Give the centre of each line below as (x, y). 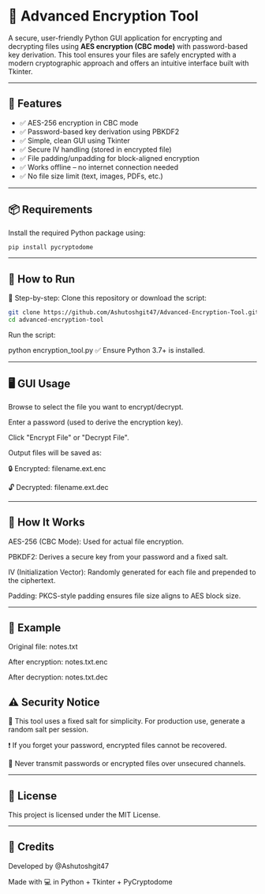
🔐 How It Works (47, 523)
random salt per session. (49, 730)
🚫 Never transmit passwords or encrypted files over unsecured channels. (127, 764)
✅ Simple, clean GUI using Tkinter (75, 140)
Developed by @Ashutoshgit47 (58, 866)
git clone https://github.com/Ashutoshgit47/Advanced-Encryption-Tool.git (134, 312)
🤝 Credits (32, 847)
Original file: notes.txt (43, 647)
